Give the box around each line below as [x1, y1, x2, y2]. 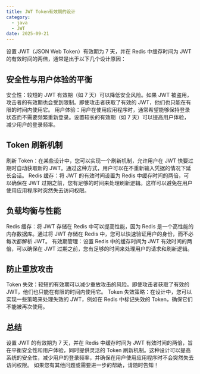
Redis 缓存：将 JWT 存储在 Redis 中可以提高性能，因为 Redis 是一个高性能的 [6, 222, 194, 230]
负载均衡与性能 [6, 206, 61, 216]
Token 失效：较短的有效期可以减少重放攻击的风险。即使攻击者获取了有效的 [6, 281, 190, 288]
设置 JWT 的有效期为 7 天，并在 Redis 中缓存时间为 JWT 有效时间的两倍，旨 [6, 340, 193, 347]
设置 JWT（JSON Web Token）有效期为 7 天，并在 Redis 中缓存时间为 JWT [6, 48, 192, 55]
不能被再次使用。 [6, 303, 48, 310]
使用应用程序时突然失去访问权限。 [6, 187, 90, 194]
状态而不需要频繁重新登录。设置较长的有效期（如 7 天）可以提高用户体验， [6, 114, 189, 121]
